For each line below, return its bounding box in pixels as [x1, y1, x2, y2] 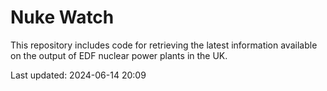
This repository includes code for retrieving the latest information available [10, 39, 318, 51]
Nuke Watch [10, 6, 115, 29]
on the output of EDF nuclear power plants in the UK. [10, 49, 228, 61]
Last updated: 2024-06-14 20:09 [10, 69, 147, 81]
